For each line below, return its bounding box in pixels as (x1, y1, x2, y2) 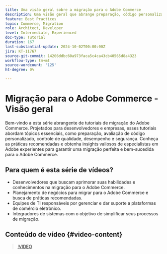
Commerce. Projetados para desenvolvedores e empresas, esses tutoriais (5, 125, 157, 131)
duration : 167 (5, 40, 35, 45)
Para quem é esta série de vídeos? (5, 166, 113, 174)
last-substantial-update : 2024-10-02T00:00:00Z (5, 44, 106, 49)
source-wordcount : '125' (5, 63, 57, 67)
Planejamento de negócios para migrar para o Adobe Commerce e (12, 190, 149, 195)
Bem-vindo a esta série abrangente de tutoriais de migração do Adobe (5, 120, 150, 126)
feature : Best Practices (5, 16, 57, 21)
